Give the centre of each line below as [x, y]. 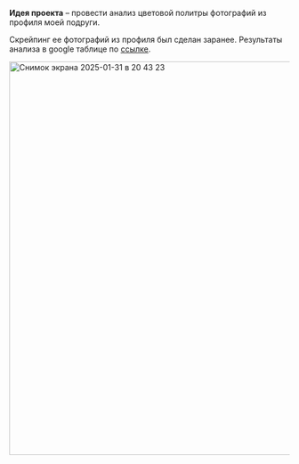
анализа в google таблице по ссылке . [80, 49]
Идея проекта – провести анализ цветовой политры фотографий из [138, 13]
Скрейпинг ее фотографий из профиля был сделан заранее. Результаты [146, 40]
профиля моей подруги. [55, 22]
